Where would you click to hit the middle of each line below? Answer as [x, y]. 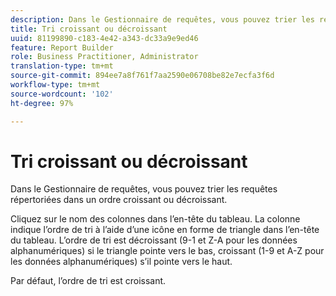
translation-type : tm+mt [62, 66]
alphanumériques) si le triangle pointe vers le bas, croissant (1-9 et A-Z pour [167, 251]
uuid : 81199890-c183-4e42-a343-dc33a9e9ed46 [104, 38]
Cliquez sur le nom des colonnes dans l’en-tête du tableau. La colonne [155, 219]
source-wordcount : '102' [62, 94]
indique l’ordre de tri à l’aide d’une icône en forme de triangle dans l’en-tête [165, 230]
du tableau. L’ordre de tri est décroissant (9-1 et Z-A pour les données [154, 240]
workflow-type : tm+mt [55, 85]
